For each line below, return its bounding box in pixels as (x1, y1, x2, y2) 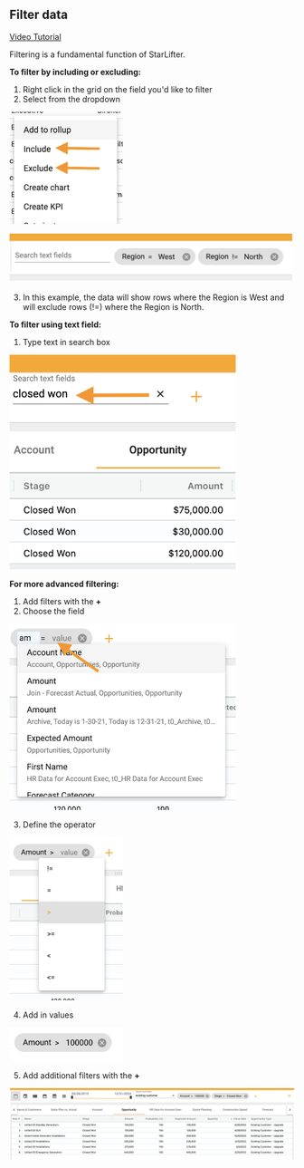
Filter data (9, 7, 68, 23)
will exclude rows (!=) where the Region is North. (22, 301, 204, 312)
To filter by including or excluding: (9, 66, 142, 77)
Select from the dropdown (22, 93, 120, 104)
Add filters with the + (22, 596, 102, 607)
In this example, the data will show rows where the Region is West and (22, 292, 285, 303)
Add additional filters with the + (22, 1069, 140, 1081)
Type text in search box (22, 336, 110, 347)
